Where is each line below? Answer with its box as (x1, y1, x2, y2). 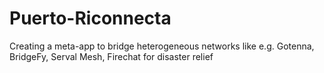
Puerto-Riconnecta (9, 7, 172, 30)
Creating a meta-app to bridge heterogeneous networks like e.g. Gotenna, (9, 40, 315, 52)
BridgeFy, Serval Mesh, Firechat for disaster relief (9, 50, 214, 62)
